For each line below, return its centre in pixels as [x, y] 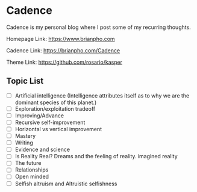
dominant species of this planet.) [56, 102]
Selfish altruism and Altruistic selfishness [66, 184]
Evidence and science [42, 150]
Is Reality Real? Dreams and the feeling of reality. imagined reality [96, 156]
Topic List [25, 81]
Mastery [25, 136]
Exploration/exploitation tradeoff [55, 108]
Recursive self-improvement [50, 122]
